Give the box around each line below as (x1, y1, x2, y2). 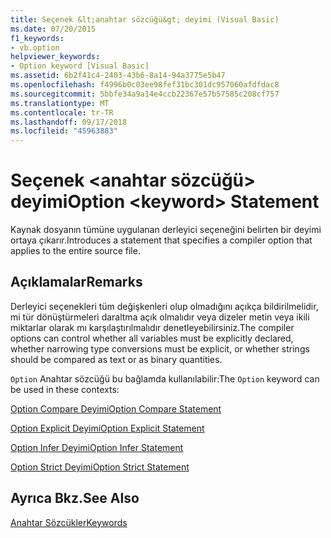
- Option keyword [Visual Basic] (10, 61, 150, 71)
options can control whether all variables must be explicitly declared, (10, 332, 294, 344)
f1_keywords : (10, 33, 65, 43)
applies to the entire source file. (10, 245, 141, 257)
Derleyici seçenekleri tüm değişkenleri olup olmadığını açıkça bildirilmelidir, (10, 300, 319, 312)
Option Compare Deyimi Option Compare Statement (10, 402, 222, 415)
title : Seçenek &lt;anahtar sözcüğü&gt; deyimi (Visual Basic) (10, 14, 280, 25)
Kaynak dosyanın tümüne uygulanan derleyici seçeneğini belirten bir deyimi (10, 224, 322, 236)
